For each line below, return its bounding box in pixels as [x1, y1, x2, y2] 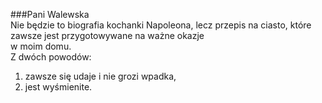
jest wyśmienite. [24, 81, 93, 93]
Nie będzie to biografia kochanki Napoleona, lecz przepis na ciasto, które [10, 19, 312, 31]
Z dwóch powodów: [10, 51, 92, 63]
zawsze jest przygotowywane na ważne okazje [10, 30, 205, 41]
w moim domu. [10, 40, 72, 52]
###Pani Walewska [10, 9, 90, 20]
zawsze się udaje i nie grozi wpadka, [24, 70, 177, 82]
